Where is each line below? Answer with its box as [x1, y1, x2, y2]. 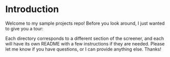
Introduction [5, 4, 59, 15]
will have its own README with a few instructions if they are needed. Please [5, 40, 165, 46]
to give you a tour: [5, 25, 43, 31]
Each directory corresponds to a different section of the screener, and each [5, 35, 164, 41]
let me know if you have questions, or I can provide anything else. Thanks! [5, 46, 162, 52]
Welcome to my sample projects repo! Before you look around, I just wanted [5, 20, 165, 26]
